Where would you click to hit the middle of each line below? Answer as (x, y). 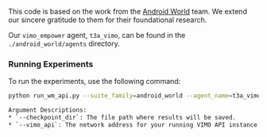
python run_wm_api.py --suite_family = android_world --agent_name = (120, 96)
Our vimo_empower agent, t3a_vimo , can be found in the (97, 35)
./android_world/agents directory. (64, 44)
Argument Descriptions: (48, 110)
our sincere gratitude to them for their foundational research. (108, 20)
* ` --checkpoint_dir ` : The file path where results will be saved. (122, 118)
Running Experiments (51, 64)
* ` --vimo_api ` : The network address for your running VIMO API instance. (135, 125)
